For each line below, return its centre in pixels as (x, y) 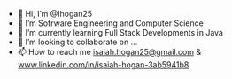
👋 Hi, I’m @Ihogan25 (55, 14)
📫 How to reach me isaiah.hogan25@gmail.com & (109, 52)
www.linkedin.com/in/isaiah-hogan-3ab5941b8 (103, 65)
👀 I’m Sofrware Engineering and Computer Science (110, 23)
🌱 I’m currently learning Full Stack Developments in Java (120, 32)
